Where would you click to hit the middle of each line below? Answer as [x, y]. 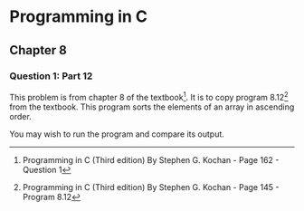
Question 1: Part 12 [51, 76]
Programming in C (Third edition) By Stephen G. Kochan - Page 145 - [151, 187]
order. [20, 116]
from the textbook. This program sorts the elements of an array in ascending [152, 107]
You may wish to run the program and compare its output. [117, 134]
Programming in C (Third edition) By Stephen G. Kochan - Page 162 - [151, 159]
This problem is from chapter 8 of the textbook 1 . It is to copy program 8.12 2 [149, 96]
